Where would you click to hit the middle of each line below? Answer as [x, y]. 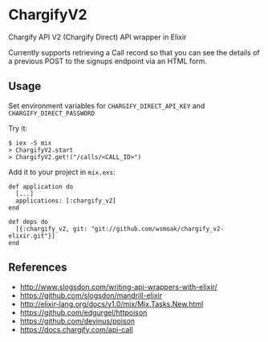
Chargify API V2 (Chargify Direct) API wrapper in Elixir [97, 37]
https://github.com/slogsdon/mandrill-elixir [91, 295]
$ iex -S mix [30, 143]
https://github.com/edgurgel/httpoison [83, 312]
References [38, 268]
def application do [41, 186]
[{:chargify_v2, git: [52, 229]
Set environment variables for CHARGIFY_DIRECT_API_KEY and [107, 105]
